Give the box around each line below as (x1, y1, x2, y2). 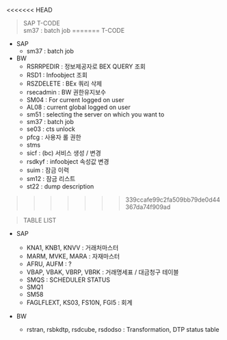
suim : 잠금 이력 (26, 166, 70, 174)
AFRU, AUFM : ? (26, 260, 72, 268)
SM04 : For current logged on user (26, 96, 124, 104)
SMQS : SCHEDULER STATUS (26, 276, 111, 284)
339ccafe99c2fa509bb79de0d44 (125, 195, 220, 204)
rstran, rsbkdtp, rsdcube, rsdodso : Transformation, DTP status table (26, 326, 219, 333)
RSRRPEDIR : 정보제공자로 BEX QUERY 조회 (26, 62, 146, 71)
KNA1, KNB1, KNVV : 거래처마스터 (26, 243, 119, 252)
